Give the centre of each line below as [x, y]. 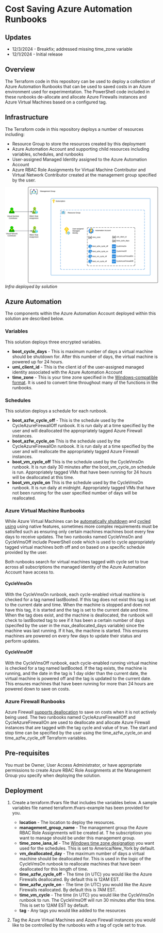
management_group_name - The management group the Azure [83, 827]
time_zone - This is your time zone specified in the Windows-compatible [85, 377]
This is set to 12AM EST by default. [54, 905]
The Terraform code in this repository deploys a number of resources [74, 129]
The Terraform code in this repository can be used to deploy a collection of [80, 81]
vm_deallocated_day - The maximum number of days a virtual [82, 853]
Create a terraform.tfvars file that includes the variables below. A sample [84, 802]
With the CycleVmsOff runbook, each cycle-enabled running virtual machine [81, 663]
